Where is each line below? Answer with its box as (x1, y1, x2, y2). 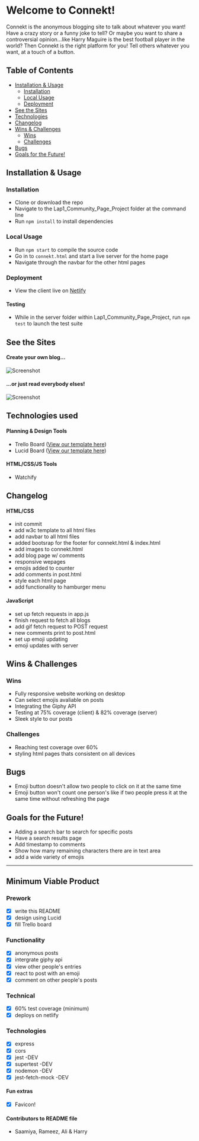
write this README (14, 907, 61, 915)
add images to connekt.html (14, 546, 84, 553)
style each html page (14, 577, 66, 584)
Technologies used (6, 411, 78, 421)
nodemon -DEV (14, 1067, 53, 1074)
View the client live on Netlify (14, 287, 86, 294)
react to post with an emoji (14, 970, 80, 977)
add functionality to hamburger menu (14, 583, 106, 590)
